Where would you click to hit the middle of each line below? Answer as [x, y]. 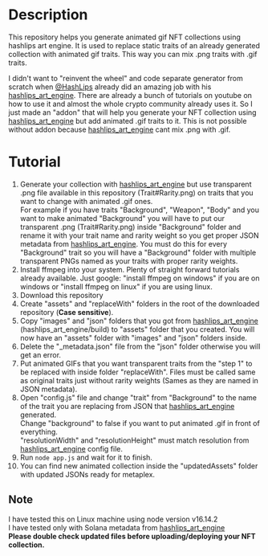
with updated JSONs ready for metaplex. [87, 474]
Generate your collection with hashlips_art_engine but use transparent [136, 184]
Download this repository [61, 295]
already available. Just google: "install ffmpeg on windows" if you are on [140, 278]
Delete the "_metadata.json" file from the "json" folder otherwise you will [140, 346]
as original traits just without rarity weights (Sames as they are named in [139, 380]
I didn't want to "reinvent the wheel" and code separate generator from [126, 78]
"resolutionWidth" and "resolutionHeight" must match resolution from [134, 440]
